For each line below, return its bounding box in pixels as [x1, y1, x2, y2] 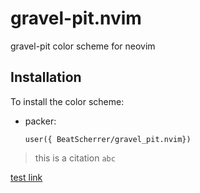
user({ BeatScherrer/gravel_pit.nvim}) [24, 134, 192, 144]
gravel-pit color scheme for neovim [10, 40, 156, 52]
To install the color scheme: [10, 95, 125, 107]
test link [10, 171, 43, 183]
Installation [10, 69, 82, 86]
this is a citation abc [34, 152, 116, 164]
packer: [24, 115, 57, 127]
